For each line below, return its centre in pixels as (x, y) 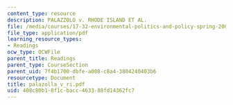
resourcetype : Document (42, 78)
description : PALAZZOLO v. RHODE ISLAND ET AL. (77, 20)
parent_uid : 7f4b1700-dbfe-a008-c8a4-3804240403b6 (82, 71)
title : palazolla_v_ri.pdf (46, 84)
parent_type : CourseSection (48, 65)
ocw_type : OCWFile (34, 52)
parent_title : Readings (42, 59)
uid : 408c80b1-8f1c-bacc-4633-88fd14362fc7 (71, 90)
